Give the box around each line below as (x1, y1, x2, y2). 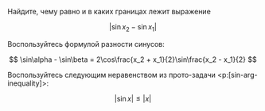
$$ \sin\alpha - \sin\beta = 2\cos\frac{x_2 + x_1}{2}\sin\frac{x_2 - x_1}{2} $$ (9, 55, 257, 64)
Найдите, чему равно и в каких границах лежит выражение (7, 7, 212, 16)
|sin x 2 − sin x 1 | (109, 22, 157, 33)
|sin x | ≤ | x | (114, 94, 152, 103)
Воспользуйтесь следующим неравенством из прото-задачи (7, 70, 216, 79)
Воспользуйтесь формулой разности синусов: (7, 39, 165, 48)
